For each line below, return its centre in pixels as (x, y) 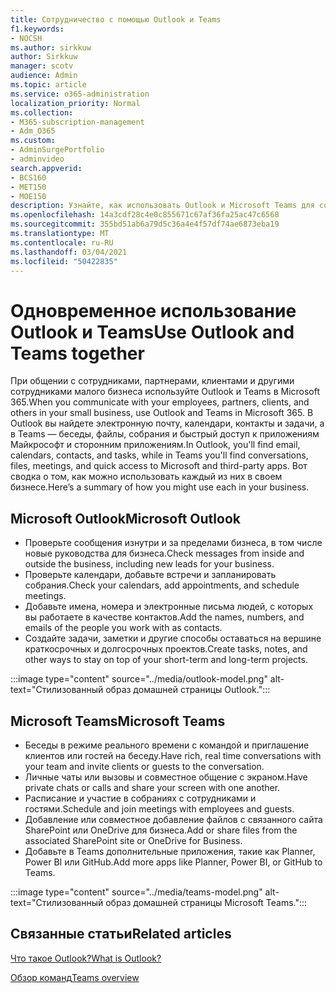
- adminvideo (37, 159)
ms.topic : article (48, 85)
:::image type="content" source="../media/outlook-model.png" (139, 679)
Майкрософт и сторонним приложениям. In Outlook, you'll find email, (155, 445)
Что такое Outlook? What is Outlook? (86, 958)
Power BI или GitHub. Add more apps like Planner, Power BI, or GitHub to (173, 862)
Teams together (77, 353)
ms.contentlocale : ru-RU (62, 242)
